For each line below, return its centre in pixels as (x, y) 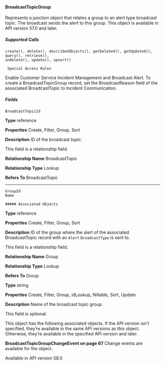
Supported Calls (22, 39)
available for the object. (29, 349)
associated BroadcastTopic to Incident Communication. (61, 88)
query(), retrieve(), (27, 56)
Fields (12, 99)
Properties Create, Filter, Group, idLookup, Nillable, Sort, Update (70, 295)
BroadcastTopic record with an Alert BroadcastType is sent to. (68, 238)
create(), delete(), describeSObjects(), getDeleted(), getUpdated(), (79, 52)
